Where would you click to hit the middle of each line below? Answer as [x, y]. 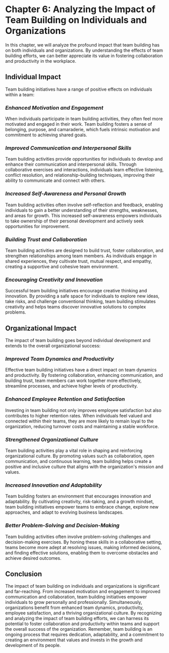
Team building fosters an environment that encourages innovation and [78, 496]
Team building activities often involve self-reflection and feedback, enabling [84, 205]
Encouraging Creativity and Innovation [54, 280]
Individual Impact [33, 77]
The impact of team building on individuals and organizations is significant [82, 586]
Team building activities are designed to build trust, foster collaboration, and [84, 250]
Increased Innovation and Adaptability [54, 485]
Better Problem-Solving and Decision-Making [62, 525]
